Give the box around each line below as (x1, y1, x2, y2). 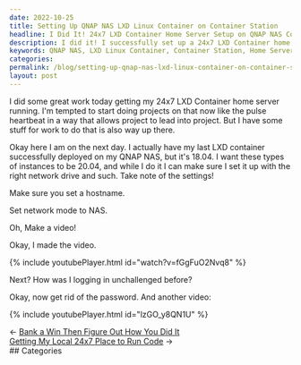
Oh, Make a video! (9, 222, 77, 233)
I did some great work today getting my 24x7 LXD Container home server (9, 96, 280, 106)
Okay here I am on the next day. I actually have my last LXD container (9, 141, 266, 152)
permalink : (9, 64, 50, 72)
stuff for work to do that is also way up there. (9, 124, 176, 135)
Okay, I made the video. (9, 239, 97, 250)
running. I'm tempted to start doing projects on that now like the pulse (9, 105, 267, 116)
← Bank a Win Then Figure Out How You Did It (9, 326, 180, 336)
